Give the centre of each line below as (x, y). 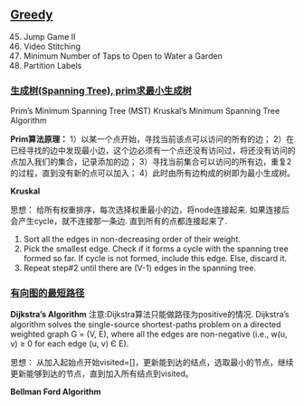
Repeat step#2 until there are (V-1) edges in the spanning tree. (140, 268)
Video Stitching (52, 46)
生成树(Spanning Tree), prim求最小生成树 (101, 90)
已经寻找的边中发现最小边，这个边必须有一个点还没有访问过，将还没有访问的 (153, 151)
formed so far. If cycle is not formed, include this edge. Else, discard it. (155, 259)
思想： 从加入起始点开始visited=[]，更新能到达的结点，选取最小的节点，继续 (152, 363)
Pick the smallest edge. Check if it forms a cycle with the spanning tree (156, 249)
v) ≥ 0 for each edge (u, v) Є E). (70, 344)
